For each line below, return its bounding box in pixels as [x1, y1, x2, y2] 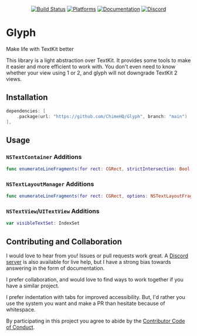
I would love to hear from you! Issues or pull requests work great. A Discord [6, 252, 189, 259]
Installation [6, 93, 48, 103]
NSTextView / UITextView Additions [6, 207, 100, 215]
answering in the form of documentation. [6, 264, 105, 272]
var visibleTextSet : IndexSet [6, 220, 80, 226]
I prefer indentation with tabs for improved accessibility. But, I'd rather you [6, 294, 186, 301]
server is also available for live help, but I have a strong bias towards [6, 259, 171, 266]
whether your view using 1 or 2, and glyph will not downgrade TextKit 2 [6, 69, 178, 76]
